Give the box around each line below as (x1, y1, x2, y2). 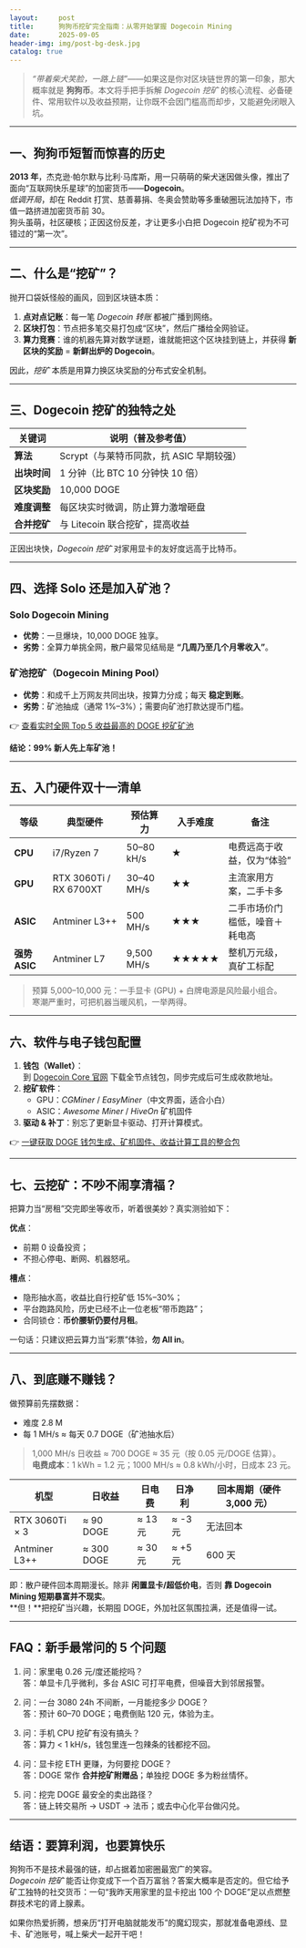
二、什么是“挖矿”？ (9, 266, 118, 282)
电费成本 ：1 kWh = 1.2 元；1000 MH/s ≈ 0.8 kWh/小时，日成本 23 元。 (31, 1459, 296, 1470)
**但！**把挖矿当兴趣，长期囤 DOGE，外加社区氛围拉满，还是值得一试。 (9, 1602, 282, 1613)
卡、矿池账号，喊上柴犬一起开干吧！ (9, 1929, 146, 1940)
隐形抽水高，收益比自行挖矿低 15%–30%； (22, 1291, 183, 1303)
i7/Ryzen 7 (52, 846, 99, 859)
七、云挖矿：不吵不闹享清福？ (9, 1177, 178, 1193)
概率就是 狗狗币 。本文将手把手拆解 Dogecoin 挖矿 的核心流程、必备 (31, 85, 285, 96)
